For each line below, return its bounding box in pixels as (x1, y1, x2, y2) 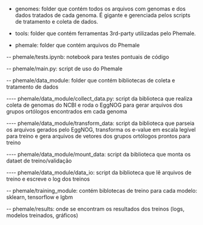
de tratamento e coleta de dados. (15, 18, 99, 25)
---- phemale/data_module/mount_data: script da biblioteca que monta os (6, 151, 191, 158)
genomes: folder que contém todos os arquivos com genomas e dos (15, 5, 186, 12)
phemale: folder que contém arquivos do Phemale (15, 42, 140, 49)
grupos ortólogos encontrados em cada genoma (6, 108, 127, 115)
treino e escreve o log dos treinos (6, 175, 90, 183)
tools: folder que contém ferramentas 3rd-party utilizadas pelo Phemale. (15, 30, 196, 37)
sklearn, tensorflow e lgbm (6, 193, 73, 201)
